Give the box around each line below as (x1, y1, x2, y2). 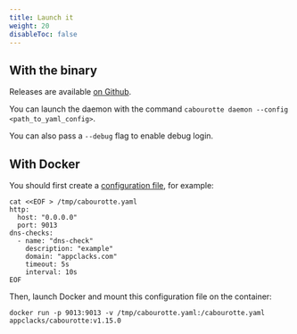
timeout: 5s (25, 260, 70, 269)
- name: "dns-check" (17, 237, 94, 246)
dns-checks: (9, 229, 54, 238)
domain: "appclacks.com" (25, 252, 118, 261)
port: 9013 (17, 221, 58, 230)
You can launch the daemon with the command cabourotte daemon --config (9, 104, 288, 114)
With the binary (9, 63, 98, 78)
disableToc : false (9, 29, 78, 38)
